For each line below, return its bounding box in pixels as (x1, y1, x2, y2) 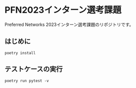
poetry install (4, 50, 36, 55)
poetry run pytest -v (4, 78, 49, 83)
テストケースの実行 (4, 65, 63, 73)
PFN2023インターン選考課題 (4, 4, 122, 16)
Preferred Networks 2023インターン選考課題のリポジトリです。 (4, 22, 134, 27)
